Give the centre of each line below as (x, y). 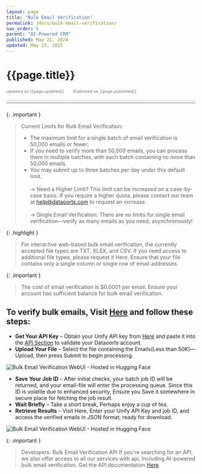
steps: (18, 322)
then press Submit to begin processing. (84, 355)
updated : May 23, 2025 (35, 46)
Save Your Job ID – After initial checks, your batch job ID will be (94, 379)
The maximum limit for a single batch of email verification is (104, 138)
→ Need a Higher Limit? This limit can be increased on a (99, 189)
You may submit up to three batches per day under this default (107, 170)
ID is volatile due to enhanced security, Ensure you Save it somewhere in (105, 391)
